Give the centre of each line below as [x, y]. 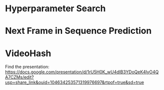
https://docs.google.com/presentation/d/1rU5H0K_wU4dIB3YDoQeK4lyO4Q [82, 72]
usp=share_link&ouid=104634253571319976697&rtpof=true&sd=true [75, 82]
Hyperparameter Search [56, 9]
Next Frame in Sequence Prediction [78, 31]
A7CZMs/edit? [20, 77]
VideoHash [28, 53]
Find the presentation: [27, 67]
